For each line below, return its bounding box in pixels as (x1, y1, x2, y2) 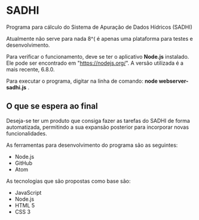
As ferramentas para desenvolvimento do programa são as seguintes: (6, 141, 178, 149)
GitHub (14, 159, 33, 167)
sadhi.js (6, 83, 27, 91)
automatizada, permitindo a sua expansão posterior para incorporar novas (6, 123, 189, 131)
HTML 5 (14, 201, 35, 209)
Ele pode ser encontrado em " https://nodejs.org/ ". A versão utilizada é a (6, 59, 184, 67)
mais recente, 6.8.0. (6, 65, 55, 73)
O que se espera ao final (6, 101, 98, 111)
